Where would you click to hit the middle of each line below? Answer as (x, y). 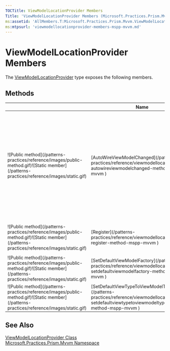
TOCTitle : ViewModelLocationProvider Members (54, 11)
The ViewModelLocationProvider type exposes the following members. (79, 77)
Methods (20, 93)
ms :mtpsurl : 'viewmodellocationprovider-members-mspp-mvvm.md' (73, 27)
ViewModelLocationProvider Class (41, 337)
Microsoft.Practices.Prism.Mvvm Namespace (52, 343)
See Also (19, 325)
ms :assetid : (18, 21)
